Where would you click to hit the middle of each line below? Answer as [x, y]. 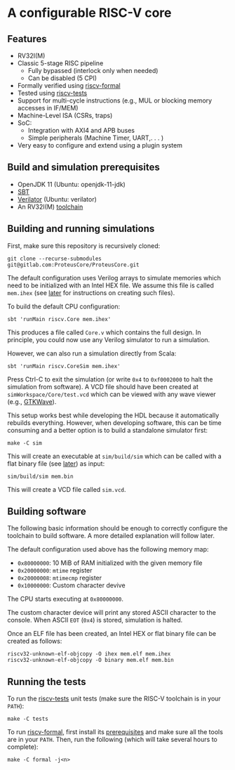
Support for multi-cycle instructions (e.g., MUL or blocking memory [115, 100]
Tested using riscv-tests [52, 93]
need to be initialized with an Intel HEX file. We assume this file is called [110, 285]
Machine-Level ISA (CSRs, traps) [65, 115]
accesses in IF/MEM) [48, 108]
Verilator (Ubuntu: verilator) [57, 199]
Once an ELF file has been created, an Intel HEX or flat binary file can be [112, 634]
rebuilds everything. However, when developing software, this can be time [115, 422]
